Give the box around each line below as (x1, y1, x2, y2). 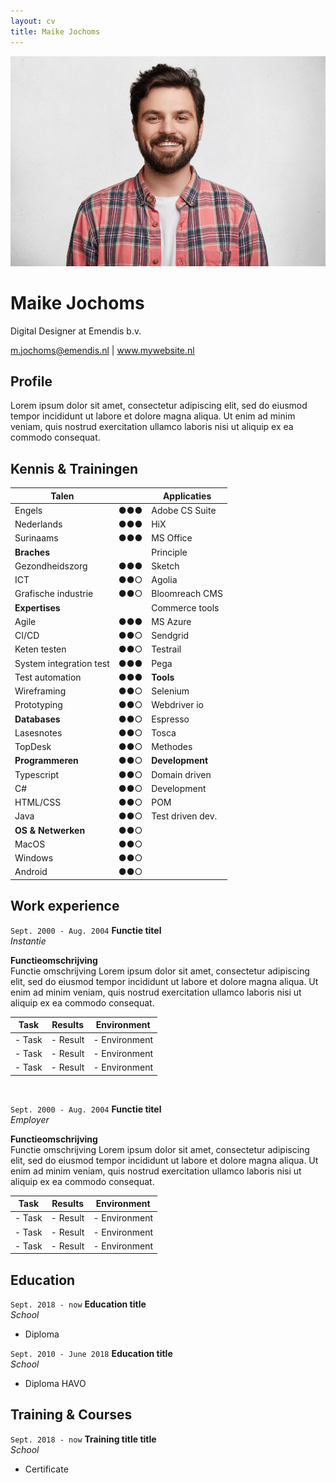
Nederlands (14, 518, 63, 530)
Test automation (14, 671, 82, 683)
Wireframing (14, 685, 67, 697)
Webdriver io (151, 699, 204, 711)
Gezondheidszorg (14, 560, 88, 572)
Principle (151, 546, 188, 558)
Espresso (151, 713, 190, 725)
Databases (14, 713, 61, 725)
